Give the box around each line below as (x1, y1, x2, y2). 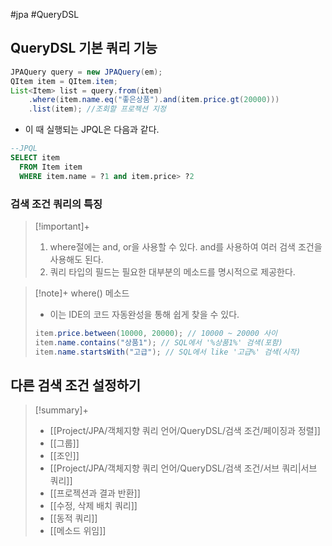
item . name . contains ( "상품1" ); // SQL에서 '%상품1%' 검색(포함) (34, 337, 283, 348)
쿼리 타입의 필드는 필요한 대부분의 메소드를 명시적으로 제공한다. (49, 265, 296, 278)
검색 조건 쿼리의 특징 (10, 197, 103, 211)
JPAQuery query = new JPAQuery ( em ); (10, 67, 163, 77)
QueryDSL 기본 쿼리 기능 (10, 40, 158, 57)
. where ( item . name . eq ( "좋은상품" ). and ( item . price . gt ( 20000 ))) (28, 95, 280, 105)
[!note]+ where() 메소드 (34, 287, 130, 299)
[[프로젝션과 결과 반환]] (49, 487, 141, 499)
